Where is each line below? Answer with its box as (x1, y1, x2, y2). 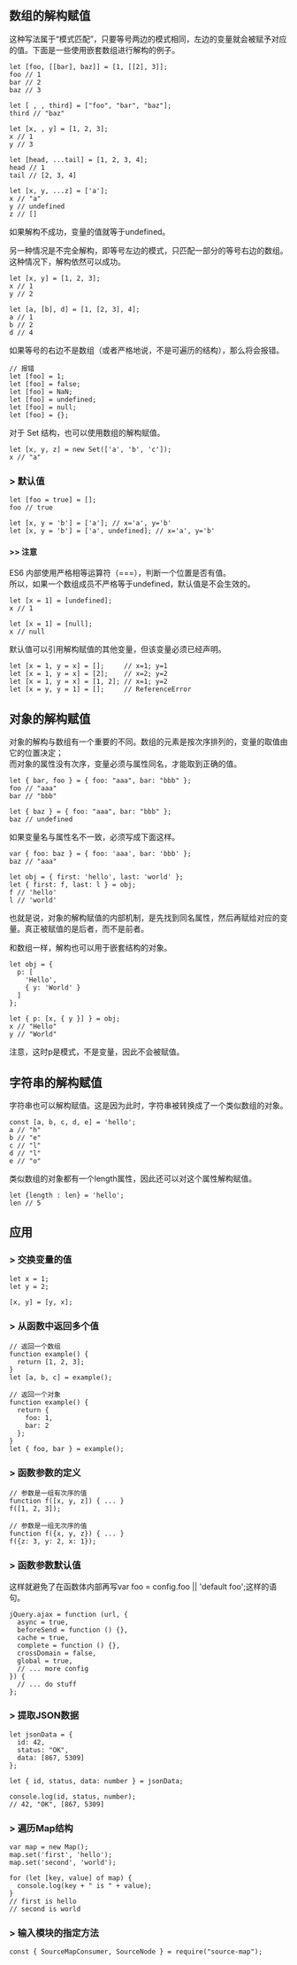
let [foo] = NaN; (9, 387, 73, 396)
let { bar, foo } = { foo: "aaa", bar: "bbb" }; (9, 776, 192, 786)
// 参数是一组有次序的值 (9, 1489, 88, 1498)
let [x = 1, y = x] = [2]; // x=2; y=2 (9, 670, 168, 679)
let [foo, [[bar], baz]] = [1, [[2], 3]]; (9, 62, 168, 71)
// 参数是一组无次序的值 (9, 1522, 88, 1531)
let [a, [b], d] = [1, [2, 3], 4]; (9, 305, 141, 314)
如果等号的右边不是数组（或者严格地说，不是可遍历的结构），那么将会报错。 (9, 345, 285, 355)
